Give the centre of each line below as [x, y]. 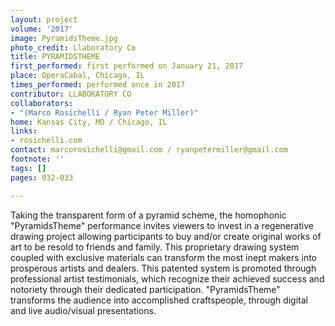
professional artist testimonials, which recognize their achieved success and [167, 278]
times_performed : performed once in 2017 [98, 85]
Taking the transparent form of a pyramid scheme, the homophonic [148, 215]
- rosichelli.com [46, 141]
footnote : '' [37, 159]
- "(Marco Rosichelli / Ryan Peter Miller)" [104, 112]
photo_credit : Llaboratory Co [73, 47]
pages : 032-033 [42, 177]
